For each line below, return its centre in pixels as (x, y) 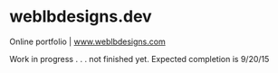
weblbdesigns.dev (81, 17)
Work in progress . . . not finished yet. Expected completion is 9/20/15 (139, 59)
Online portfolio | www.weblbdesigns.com (87, 41)
